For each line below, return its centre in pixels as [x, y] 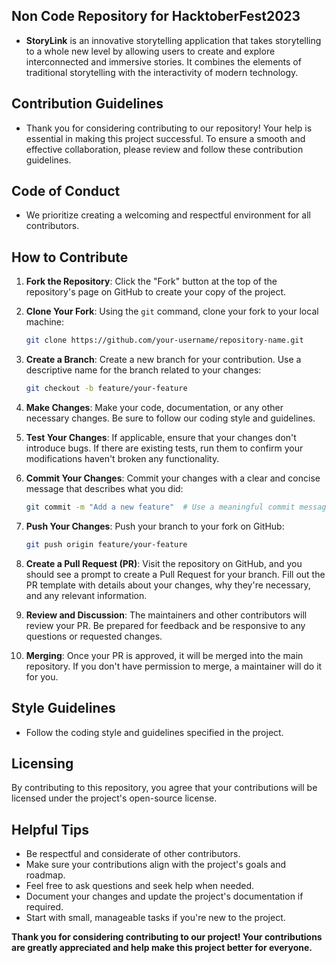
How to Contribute [70, 257]
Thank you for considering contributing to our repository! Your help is [169, 128]
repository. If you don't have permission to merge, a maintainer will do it [174, 666]
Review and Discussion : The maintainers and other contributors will [166, 615]
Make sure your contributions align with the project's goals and [156, 865]
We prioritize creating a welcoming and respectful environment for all [168, 215]
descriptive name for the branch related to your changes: [143, 370]
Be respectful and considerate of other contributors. [133, 854]
